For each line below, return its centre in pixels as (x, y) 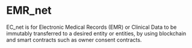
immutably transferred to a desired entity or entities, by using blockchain (96, 33)
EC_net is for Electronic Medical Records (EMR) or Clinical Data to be (91, 27)
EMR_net (29, 10)
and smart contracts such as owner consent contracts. (74, 40)
